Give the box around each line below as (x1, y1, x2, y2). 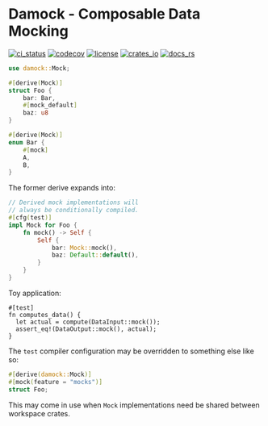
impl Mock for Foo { (8, 221, 78, 229)
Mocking (8, 22, 69, 40)
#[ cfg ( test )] (8, 214, 52, 222)
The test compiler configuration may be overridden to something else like (8, 346, 254, 356)
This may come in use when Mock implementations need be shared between (8, 400, 260, 410)
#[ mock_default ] (23, 102, 78, 110)
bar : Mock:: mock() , (51, 244, 117, 252)
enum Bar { (8, 138, 45, 146)
